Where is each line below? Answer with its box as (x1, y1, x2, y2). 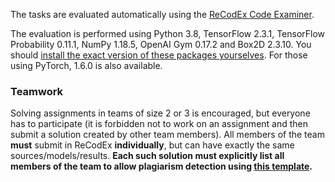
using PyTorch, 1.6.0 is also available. (10, 60, 163, 71)
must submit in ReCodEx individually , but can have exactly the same (10, 139, 295, 151)
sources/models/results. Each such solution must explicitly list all (10, 150, 285, 162)
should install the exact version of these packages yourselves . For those (10, 49, 308, 61)
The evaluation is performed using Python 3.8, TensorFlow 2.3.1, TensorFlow (10, 28, 326, 39)
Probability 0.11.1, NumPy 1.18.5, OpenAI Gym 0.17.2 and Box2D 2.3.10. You (10, 39, 312, 50)
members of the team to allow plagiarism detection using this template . (10, 160, 313, 173)
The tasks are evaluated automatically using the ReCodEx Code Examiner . (10, 9, 315, 20)
